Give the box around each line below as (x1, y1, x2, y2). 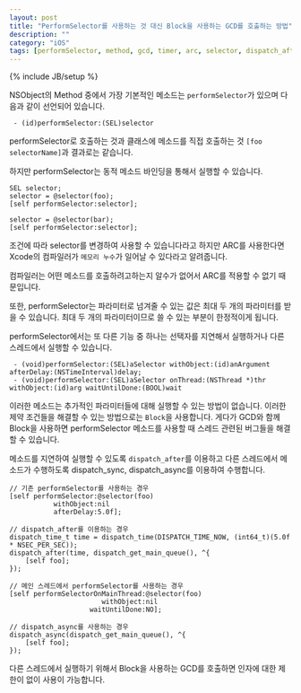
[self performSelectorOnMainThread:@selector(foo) (9, 590, 202, 599)
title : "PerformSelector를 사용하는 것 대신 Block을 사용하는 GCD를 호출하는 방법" (9, 22, 293, 31)
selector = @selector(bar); (9, 215, 115, 224)
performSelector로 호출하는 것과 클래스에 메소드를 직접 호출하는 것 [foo (9, 136, 262, 146)
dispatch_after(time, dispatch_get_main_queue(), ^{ (9, 548, 211, 557)
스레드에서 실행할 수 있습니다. (9, 342, 113, 353)
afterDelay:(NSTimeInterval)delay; (9, 368, 142, 377)
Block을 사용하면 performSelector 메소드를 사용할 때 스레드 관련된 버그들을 (9, 423, 275, 434)
